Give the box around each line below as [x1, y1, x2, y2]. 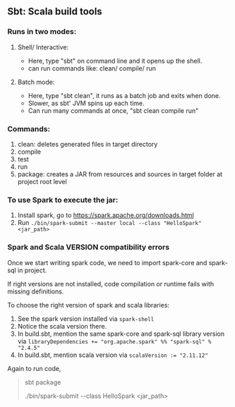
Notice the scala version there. [17, 322, 107, 330]
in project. [17, 266, 47, 274]
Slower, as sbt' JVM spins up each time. [28, 99, 145, 107]
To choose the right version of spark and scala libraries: [7, 300, 170, 309]
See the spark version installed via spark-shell [17, 314, 155, 323]
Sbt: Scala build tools [7, 6, 102, 18]
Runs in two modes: [7, 27, 77, 37]
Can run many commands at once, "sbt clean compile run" [28, 106, 199, 115]
